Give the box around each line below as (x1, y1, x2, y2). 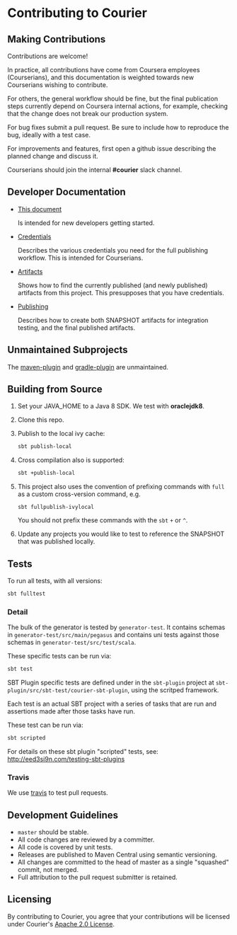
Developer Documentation (7, 186, 126, 198)
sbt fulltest (7, 590, 46, 597)
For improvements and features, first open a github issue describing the (7, 144, 216, 153)
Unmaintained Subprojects (7, 344, 129, 356)
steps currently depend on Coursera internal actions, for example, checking (7, 102, 229, 110)
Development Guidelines (7, 809, 119, 821)
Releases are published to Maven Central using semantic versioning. (17, 851, 217, 859)
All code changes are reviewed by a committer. (17, 835, 155, 844)
